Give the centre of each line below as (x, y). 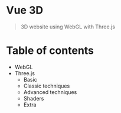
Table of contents (50, 51)
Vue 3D (24, 10)
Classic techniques (47, 86)
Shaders (34, 98)
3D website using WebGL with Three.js (68, 27)
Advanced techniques (50, 92)
